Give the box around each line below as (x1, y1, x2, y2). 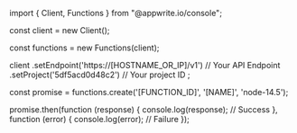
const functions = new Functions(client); (9, 42, 160, 53)
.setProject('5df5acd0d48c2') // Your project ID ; (9, 69, 191, 80)
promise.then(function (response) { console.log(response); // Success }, (9, 104, 278, 115)
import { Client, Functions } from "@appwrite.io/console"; (9, 8, 223, 18)
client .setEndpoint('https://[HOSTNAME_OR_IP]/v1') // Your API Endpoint (9, 60, 281, 70)
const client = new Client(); (9, 25, 110, 35)
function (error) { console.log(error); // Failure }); (9, 114, 190, 124)
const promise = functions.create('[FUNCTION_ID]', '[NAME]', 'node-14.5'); (9, 87, 289, 97)
